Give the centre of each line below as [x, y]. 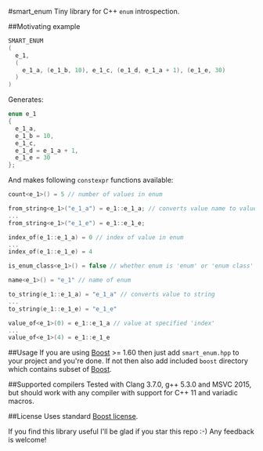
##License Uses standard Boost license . [73, 416]
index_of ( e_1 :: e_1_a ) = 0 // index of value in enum [96, 237]
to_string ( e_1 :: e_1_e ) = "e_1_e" [63, 309]
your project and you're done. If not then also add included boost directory [128, 361]
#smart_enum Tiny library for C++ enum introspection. [94, 11]
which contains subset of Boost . [60, 369]
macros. [21, 401]
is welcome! [27, 440]
